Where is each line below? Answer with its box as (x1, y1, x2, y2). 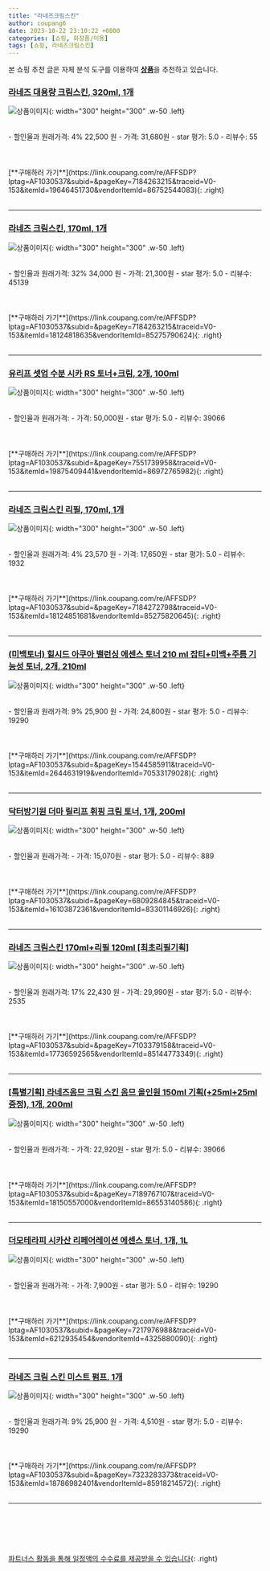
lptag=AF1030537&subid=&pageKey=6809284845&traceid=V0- (8, 895, 220, 905)
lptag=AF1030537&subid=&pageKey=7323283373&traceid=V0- (8, 1470, 219, 1479)
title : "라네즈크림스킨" (8, 11, 80, 20)
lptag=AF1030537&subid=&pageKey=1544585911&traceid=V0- (8, 759, 215, 769)
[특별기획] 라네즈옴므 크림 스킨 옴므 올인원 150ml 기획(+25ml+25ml (8, 1086, 258, 1098)
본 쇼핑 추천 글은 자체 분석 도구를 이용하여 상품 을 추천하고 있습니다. (8, 65, 219, 75)
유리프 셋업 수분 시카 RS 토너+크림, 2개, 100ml (8, 367, 179, 378)
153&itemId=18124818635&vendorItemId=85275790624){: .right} (8, 330, 223, 340)
